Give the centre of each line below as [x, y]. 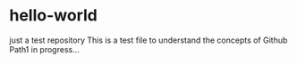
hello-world [54, 16]
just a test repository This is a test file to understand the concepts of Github [148, 40]
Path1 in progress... [45, 49]
